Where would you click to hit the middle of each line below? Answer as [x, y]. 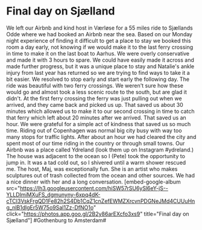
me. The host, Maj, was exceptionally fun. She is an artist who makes [92, 169]
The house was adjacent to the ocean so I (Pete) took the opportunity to [96, 156]
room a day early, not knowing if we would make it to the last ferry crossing [100, 47]
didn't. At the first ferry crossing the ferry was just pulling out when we [94, 98]
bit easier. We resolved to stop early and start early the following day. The [98, 79]
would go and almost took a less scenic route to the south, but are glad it [96, 92]
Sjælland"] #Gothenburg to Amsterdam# [56, 220]
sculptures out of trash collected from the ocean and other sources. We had [100, 175]
